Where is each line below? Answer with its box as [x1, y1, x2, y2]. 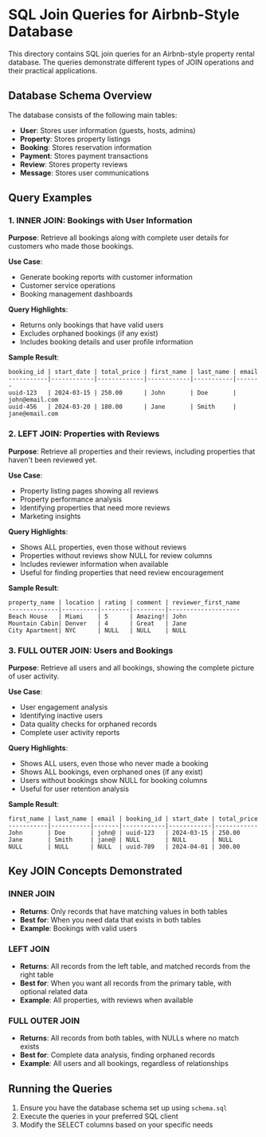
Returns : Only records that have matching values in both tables [19, 907, 229, 916]
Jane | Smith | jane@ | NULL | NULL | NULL [8, 836, 233, 844]
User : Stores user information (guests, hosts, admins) [19, 125, 197, 135]
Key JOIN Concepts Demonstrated [8, 864, 183, 878]
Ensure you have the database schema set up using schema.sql [19, 1103, 228, 1113]
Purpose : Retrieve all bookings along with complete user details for [8, 233, 229, 242]
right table [19, 970, 54, 980]
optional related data [19, 987, 88, 997]
